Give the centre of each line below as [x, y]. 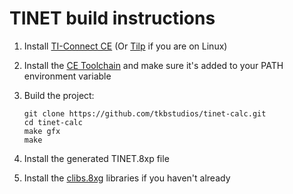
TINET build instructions [112, 18]
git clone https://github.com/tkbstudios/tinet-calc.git [145, 113]
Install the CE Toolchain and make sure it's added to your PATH [153, 65]
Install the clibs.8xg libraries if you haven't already [127, 178]
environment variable [67, 76]
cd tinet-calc [53, 122]
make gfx [42, 131]
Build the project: [59, 95]
